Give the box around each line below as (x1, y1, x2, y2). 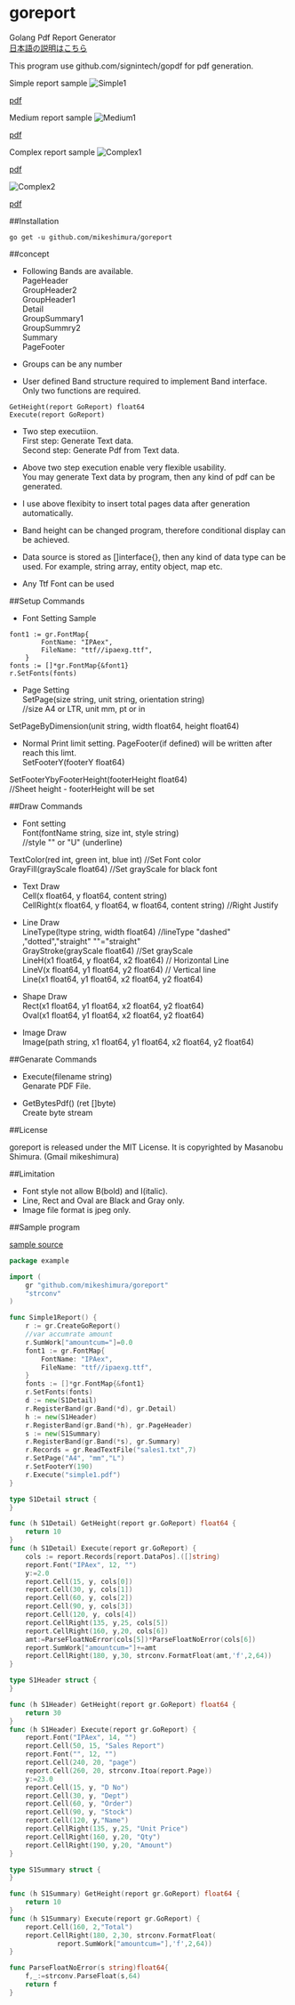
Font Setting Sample (21, 612, 97, 623)
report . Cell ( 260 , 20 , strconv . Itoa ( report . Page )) (25, 1766, 213, 1775)
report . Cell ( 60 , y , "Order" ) (25, 1799, 133, 1808)
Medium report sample (9, 112, 93, 123)
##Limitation (9, 1168, 55, 1179)
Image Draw (21, 1027, 68, 1038)
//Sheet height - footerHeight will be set (9, 783, 155, 794)
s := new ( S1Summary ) (25, 1429, 101, 1438)
